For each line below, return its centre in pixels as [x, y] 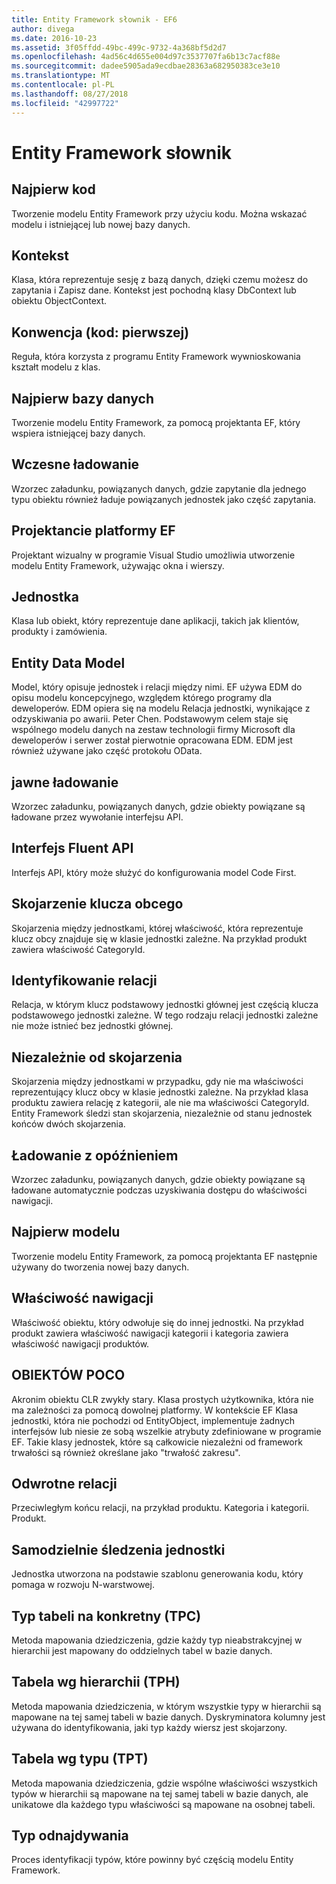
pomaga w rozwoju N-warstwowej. [83, 1585]
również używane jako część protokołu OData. [107, 751]
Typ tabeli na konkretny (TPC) [106, 1616]
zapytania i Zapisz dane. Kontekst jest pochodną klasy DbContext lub [154, 290]
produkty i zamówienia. [59, 632]
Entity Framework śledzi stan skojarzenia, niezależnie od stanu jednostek [162, 1113]
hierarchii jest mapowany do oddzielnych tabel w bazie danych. [142, 1650]
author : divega [43, 29]
